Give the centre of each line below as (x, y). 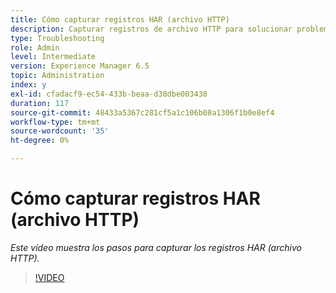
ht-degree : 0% (40, 141)
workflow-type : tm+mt (55, 122)
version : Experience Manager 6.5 (80, 66)
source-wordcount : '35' (60, 131)
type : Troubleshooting (57, 38)
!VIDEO (49, 277)
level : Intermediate (53, 57)
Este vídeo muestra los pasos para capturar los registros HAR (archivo (156, 247)
